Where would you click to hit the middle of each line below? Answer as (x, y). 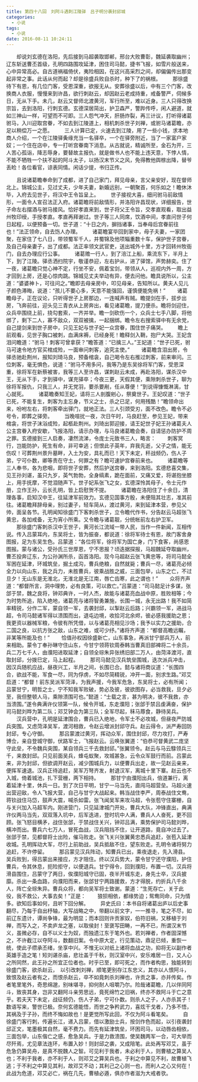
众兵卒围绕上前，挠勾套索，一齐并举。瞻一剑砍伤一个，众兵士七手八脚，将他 (99, 313)
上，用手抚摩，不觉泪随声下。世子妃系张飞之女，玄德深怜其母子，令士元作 (96, 483)
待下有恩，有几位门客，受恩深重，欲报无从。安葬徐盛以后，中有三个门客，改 (99, 86)
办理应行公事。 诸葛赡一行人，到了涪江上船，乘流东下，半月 (105, 254)
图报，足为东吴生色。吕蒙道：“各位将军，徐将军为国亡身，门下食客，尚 (93, 542)
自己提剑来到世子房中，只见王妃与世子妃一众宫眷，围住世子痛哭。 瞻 (95, 327)
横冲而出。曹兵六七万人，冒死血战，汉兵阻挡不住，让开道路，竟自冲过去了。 (99, 830)
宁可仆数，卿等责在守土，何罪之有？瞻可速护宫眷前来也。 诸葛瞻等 (102, 460)
